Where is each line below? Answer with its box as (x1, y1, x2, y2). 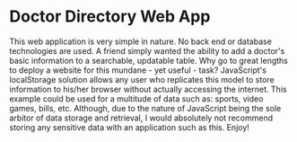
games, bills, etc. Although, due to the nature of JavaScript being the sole (9, 102, 282, 113)
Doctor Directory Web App (9, 6, 211, 27)
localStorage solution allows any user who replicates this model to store (9, 74, 275, 84)
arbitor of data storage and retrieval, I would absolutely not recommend (9, 112, 274, 123)
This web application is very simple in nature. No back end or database (9, 36, 272, 47)
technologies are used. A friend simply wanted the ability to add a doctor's (9, 45, 285, 56)
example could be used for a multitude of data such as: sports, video (9, 93, 264, 104)
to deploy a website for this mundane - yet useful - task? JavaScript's (9, 65, 267, 75)
